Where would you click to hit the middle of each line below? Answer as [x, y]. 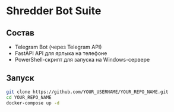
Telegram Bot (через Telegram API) [58, 47]
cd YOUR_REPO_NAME [29, 97]
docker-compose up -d [33, 103]
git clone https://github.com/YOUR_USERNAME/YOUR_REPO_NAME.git [87, 92]
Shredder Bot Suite [54, 11]
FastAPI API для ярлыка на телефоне [61, 53]
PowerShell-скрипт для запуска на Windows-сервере [82, 60]
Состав [20, 33]
